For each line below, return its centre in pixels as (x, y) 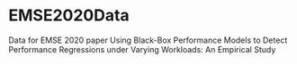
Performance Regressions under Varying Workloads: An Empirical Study (142, 49)
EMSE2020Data (69, 16)
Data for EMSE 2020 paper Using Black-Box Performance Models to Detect (148, 40)
